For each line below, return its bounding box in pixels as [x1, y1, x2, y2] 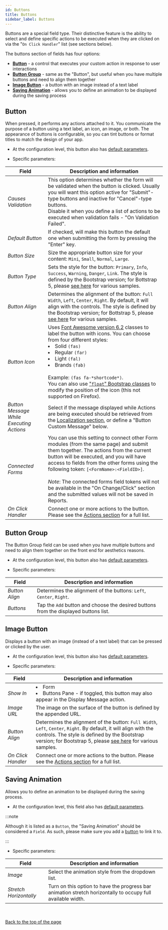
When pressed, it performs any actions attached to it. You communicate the [5, 121, 161, 127]
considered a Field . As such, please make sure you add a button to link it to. [5, 828, 162, 834]
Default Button [7, 235, 42, 242]
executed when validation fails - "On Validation [47, 214, 159, 221]
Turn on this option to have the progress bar [48, 882, 151, 889]
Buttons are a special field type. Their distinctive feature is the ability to [5, 31, 152, 37]
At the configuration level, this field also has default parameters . [12, 803, 144, 809]
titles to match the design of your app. [5, 137, 84, 143]
